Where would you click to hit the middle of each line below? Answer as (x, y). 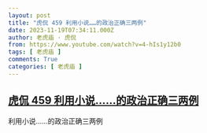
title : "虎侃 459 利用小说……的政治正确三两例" (78, 23)
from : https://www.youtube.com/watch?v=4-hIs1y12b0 (94, 45)
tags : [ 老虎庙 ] (35, 52)
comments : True (33, 60)
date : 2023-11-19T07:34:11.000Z (61, 30)
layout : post (30, 15)
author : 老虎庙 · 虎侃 (43, 37)
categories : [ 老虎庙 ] (45, 67)
